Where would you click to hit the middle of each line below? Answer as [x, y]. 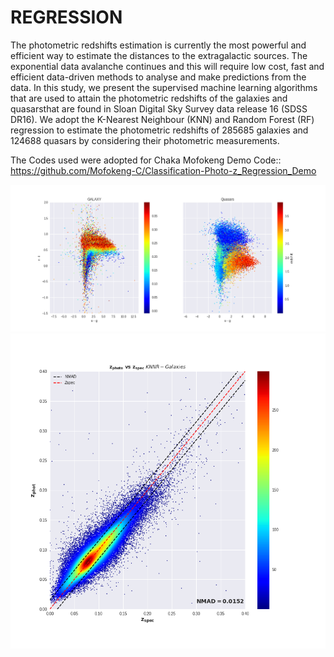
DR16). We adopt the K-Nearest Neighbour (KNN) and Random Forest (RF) [162, 119]
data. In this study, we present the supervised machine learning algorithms [164, 87]
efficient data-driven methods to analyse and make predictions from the [158, 77]
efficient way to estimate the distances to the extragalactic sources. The [159, 55]
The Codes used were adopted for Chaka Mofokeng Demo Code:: [146, 160]
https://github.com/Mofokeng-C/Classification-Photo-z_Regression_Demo [163, 170]
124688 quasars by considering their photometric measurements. [145, 140]
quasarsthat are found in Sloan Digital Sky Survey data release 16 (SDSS [159, 108]
